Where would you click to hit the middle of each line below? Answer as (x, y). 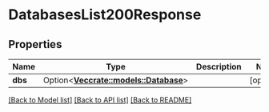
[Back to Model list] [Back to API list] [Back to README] (100, 100)
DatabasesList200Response (105, 15)
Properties (35, 44)
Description (219, 67)
